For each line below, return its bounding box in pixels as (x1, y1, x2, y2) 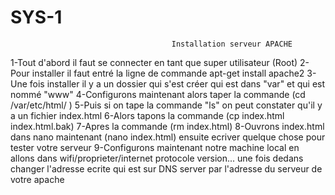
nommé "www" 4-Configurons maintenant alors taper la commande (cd (10, 88, 306, 100)
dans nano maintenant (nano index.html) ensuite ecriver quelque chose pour (10, 131, 326, 143)
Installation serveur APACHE (171, 39, 293, 49)
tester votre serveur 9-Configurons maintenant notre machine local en (10, 141, 300, 153)
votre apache (10, 173, 65, 185)
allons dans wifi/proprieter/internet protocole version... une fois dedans (10, 152, 304, 164)
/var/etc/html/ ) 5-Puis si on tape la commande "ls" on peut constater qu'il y (10, 99, 323, 111)
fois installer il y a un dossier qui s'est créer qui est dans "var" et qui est (29, 77, 326, 90)
